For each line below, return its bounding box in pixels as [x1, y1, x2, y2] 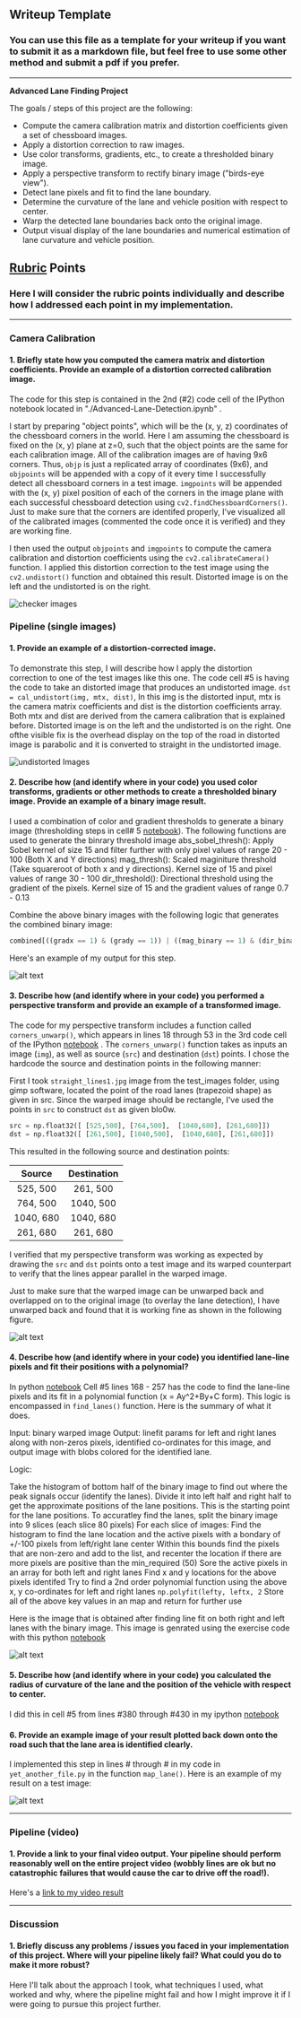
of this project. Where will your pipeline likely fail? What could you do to [9, 1950, 282, 1961]
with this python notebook [9, 1631, 106, 1642]
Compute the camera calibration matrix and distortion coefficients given [21, 120, 288, 131]
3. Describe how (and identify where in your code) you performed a [9, 990, 265, 1001]
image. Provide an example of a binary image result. [9, 796, 207, 806]
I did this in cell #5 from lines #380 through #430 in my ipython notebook [9, 1709, 279, 1720]
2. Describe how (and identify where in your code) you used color [9, 777, 258, 787]
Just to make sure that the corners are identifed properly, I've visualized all [9, 506, 286, 517]
